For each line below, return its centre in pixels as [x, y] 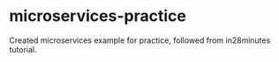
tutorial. [23, 49]
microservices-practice [98, 16]
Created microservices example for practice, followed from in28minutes [140, 40]
